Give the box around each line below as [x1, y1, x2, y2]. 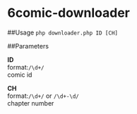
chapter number [7, 99, 54, 107]
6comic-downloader [7, 5, 131, 21]
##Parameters [7, 42, 49, 50]
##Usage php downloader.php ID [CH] [7, 28, 119, 37]
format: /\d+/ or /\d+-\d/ [7, 91, 80, 100]
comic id [7, 70, 32, 79]
